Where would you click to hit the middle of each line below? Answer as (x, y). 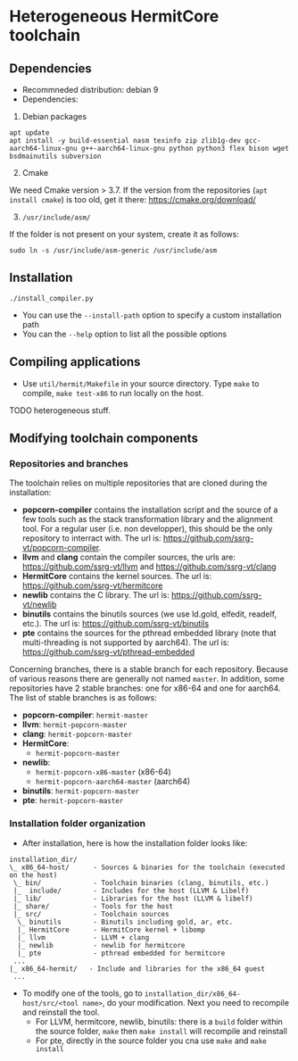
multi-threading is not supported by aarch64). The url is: (126, 642)
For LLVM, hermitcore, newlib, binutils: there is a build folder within (159, 1021)
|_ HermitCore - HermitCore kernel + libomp (111, 930)
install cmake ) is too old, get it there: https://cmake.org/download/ (132, 199)
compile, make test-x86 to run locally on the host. (113, 393)
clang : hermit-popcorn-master (77, 734)
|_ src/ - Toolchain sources (91, 914)
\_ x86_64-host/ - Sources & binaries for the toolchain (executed (147, 867)
